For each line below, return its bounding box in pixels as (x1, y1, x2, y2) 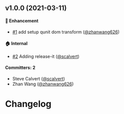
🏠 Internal (5, 41, 28, 47)
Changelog (5, 99, 52, 110)
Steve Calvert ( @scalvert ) (12, 76, 65, 81)
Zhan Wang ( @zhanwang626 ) (12, 81, 74, 87)
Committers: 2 (5, 64, 36, 71)
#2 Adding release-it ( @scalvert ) (12, 53, 80, 59)
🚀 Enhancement (5, 17, 39, 24)
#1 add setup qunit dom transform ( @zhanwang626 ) (12, 29, 120, 35)
